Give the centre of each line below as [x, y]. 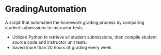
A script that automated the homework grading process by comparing [75, 22]
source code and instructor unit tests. [49, 42]
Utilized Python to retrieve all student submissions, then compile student [84, 37]
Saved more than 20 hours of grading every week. [62, 47]
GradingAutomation [46, 9]
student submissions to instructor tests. [44, 27]
